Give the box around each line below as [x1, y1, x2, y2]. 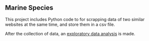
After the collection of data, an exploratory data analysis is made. [5, 31, 135, 36]
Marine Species [5, 4, 53, 12]
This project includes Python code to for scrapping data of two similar [5, 16, 145, 22]
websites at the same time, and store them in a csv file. [5, 21, 115, 27]
